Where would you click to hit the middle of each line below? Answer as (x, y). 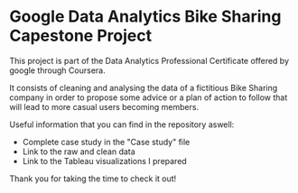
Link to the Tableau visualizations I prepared (104, 161)
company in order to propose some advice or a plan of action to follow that (149, 97)
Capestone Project (80, 36)
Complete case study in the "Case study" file (106, 142)
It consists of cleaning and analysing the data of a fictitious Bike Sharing (144, 87)
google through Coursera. (57, 70)
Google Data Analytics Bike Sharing (145, 17)
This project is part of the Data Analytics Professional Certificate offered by (149, 60)
